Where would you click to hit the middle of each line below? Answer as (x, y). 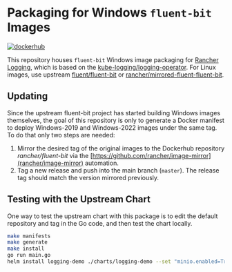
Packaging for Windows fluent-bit (109, 13)
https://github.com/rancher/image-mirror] (152, 155)
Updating (28, 96)
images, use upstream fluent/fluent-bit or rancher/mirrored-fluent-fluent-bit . (116, 75)
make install (26, 249)
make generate (28, 242)
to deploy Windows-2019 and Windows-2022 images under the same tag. (112, 127)
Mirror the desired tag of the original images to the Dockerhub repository (121, 148)
